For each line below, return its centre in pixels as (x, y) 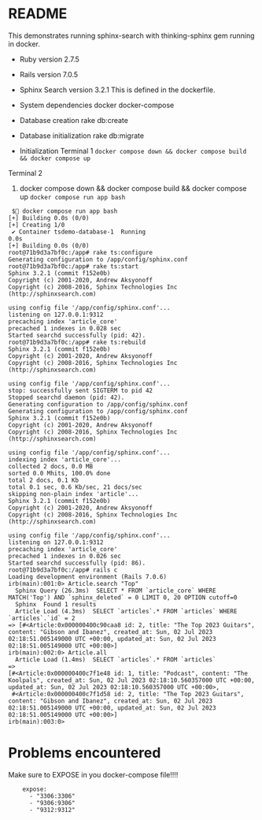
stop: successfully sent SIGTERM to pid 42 (81, 390)
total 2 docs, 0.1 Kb (44, 480)
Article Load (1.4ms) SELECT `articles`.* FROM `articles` (116, 659)
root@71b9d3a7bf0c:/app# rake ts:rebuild (77, 342)
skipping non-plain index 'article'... (74, 494)
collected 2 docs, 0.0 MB (50, 466)
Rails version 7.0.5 (49, 74)
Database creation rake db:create (74, 120)
